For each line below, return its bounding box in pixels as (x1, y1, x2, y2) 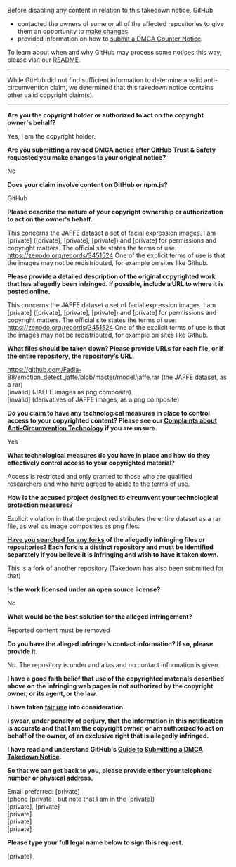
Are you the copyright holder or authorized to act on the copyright (7, 111, 204, 119)
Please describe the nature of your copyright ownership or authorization (7, 207, 223, 216)
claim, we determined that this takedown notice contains (50, 84, 214, 91)
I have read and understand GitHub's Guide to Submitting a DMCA (7, 745, 204, 753)
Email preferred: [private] (7, 788, 80, 795)
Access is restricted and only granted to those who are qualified (7, 473, 193, 480)
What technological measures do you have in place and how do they (7, 451, 211, 459)
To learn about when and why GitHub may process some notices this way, (7, 49, 222, 56)
